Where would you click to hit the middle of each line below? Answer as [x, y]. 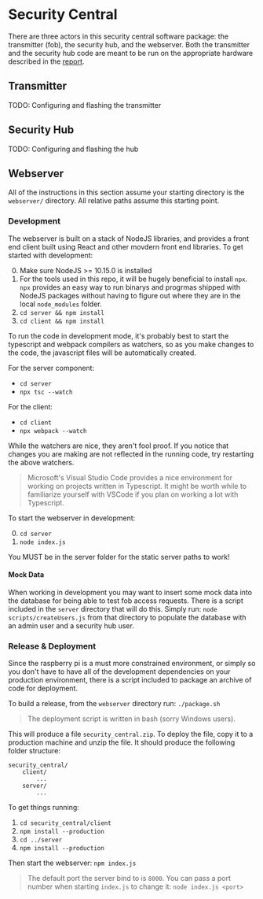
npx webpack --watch [53, 431]
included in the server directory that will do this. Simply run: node [113, 609]
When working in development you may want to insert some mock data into [130, 592]
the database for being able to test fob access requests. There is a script [126, 601]
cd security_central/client [65, 823]
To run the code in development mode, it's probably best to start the [119, 335]
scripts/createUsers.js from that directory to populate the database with [127, 617]
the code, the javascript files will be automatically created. [102, 353]
